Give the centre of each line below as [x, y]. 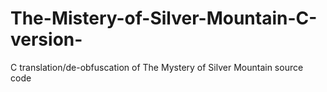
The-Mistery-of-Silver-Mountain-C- [164, 18]
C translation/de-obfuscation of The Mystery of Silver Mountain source [157, 67]
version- [46, 39]
